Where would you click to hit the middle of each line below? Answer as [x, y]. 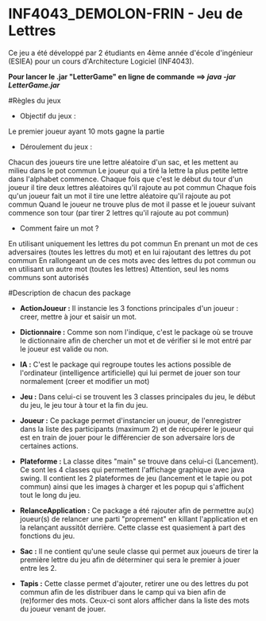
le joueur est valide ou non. [64, 349]
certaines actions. [49, 445]
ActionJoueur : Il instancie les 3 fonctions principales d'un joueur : [129, 308]
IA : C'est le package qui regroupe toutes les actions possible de [125, 364]
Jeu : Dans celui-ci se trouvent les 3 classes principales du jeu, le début [137, 396]
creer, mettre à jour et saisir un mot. [78, 316]
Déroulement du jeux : [56, 146]
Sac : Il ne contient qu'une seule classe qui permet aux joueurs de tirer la [139, 551]
